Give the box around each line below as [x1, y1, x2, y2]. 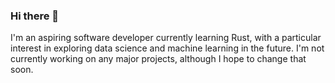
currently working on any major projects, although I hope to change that [10, 53, 307, 65]
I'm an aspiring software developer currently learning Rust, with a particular [10, 32, 322, 44]
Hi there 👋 [10, 9, 60, 23]
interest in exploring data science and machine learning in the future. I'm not [10, 42, 325, 54]
